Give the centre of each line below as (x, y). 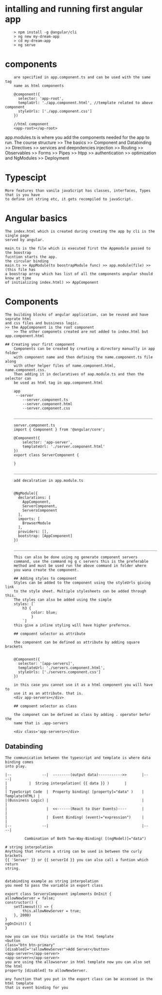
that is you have (23, 195)
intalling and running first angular (74, 9)
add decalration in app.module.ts (49, 480)
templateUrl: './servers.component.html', (61, 668)
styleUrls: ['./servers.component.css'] (59, 672)
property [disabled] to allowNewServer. (47, 970)
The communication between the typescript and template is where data (78, 758)
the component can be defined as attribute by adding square (77, 642)
